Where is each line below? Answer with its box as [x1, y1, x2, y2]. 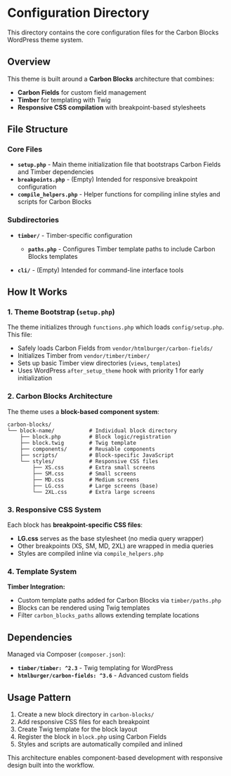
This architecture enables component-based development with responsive [7, 753, 223, 762]
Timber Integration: [7, 582, 65, 591]
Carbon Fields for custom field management [17, 88, 147, 96]
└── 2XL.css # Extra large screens [32, 488, 156, 495]
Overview [7, 56, 51, 68]
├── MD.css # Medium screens [32, 476, 140, 483]
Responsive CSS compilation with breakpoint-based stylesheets [17, 103, 206, 112]
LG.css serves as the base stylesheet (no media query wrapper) [17, 535, 204, 543]
